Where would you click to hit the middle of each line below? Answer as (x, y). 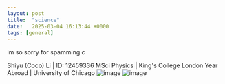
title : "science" (33, 20)
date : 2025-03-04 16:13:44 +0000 (58, 26)
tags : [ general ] (30, 33)
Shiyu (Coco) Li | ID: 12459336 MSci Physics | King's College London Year (112, 65)
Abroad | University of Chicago (51, 73)
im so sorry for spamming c (46, 52)
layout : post (26, 13)
